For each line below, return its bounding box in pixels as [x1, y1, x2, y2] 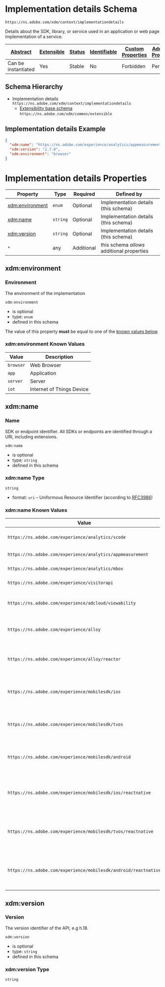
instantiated [7, 66, 35, 72]
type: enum [12, 314, 33, 320]
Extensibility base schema [19, 105, 73, 111]
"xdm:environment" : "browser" [9, 152, 71, 157]
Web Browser [30, 362, 61, 368]
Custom [125, 45, 144, 52]
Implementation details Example [5, 125, 106, 133]
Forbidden [122, 63, 146, 69]
